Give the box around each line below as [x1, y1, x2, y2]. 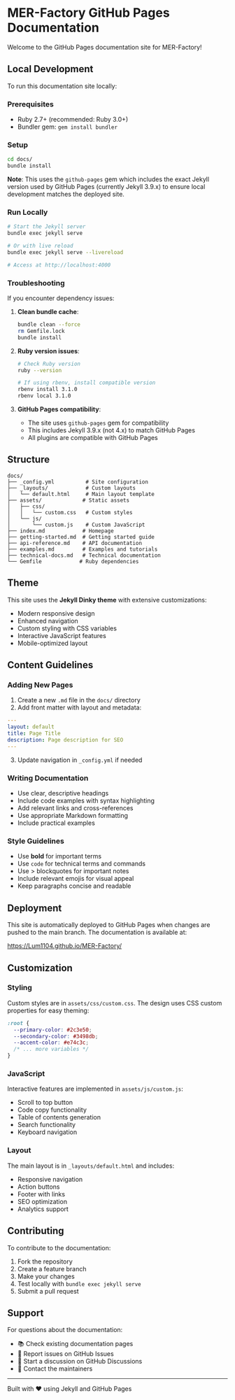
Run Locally [7, 208, 48, 218]
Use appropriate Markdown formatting [17, 812, 128, 820]
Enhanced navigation [17, 616, 78, 625]
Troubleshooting [7, 278, 65, 288]
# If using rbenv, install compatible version [17, 379, 156, 386]
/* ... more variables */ [13, 1046, 90, 1053]
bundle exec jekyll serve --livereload [7, 249, 124, 256]
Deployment [7, 902, 62, 914]
